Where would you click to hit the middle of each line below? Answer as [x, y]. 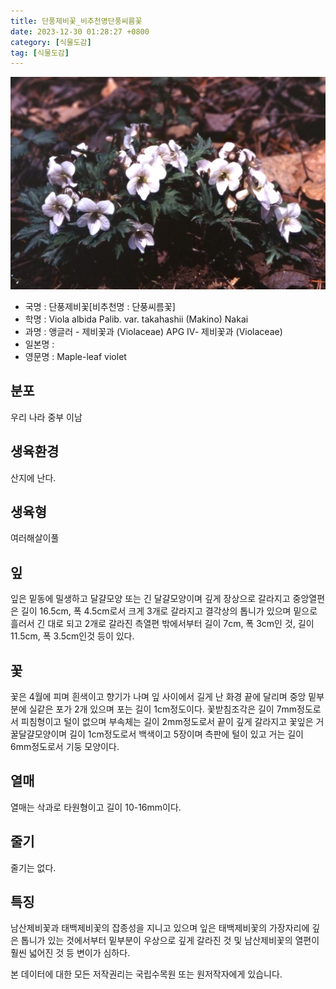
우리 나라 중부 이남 [46, 417]
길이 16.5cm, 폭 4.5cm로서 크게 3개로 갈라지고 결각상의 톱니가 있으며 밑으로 [169, 611]
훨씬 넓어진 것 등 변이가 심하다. [70, 953]
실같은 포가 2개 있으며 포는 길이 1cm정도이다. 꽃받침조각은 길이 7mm [163, 709]
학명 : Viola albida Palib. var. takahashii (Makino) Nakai [136, 319]
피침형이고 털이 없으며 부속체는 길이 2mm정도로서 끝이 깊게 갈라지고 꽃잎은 [167, 721]
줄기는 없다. [33, 867]
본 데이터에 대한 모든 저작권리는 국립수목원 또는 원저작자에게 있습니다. [146, 974]
